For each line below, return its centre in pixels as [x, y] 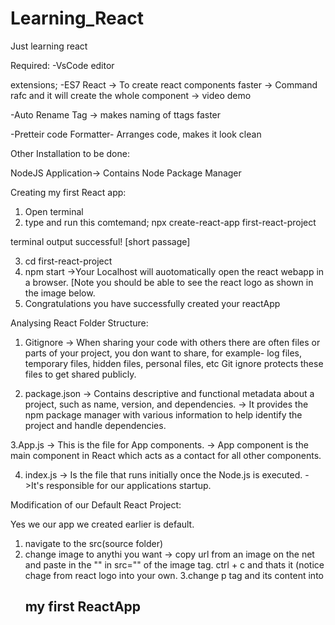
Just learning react [49, 46]
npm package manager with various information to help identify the [163, 414]
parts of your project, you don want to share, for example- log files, [163, 353]
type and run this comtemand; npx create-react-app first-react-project [170, 222]
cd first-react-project [68, 261]
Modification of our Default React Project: [96, 504]
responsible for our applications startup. [129, 485]
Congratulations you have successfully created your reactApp [152, 303]
